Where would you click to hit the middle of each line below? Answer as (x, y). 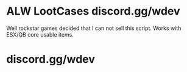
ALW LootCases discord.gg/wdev (94, 11)
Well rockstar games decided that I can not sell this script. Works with (94, 28)
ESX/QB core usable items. (40, 34)
